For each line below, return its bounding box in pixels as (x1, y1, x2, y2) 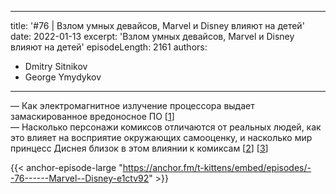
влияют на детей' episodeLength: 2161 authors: (10, 41, 208, 53)
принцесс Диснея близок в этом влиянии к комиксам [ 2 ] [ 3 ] (10, 142, 269, 154)
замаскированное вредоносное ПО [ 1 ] (10, 111, 175, 122)
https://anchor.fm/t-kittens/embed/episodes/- (122, 162, 312, 173)
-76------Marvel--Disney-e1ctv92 (10, 172, 150, 184)
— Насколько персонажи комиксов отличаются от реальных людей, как (10, 121, 322, 133)
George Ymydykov (24, 71, 102, 83)
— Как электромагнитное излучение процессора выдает (10, 100, 255, 111)
